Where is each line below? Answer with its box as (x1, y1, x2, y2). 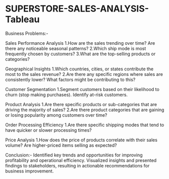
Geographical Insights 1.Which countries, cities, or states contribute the (5, 66, 154, 72)
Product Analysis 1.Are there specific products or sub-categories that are (5, 101, 157, 107)
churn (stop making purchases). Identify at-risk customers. (5, 92, 128, 98)
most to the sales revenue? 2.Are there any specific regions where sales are (5, 71, 163, 77)
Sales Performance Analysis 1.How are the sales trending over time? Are (5, 40, 155, 46)
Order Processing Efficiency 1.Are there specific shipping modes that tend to (5, 122, 164, 128)
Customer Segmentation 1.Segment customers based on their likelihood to (5, 86, 160, 92)
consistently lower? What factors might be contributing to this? (5, 76, 136, 82)
